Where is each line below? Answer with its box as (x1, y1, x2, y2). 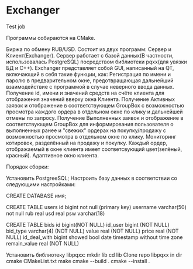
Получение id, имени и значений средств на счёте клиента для (6, 89, 165, 96)
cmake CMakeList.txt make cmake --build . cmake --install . (6, 257, 150, 264)
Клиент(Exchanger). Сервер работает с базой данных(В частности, (6, 52, 174, 59)
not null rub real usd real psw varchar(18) (6, 210, 105, 217)
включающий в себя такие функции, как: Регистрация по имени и (6, 70, 171, 78)
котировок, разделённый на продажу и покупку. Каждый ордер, (6, 139, 168, 146)
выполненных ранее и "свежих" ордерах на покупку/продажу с (6, 127, 167, 134)
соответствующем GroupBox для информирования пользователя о (6, 120, 174, 127)
